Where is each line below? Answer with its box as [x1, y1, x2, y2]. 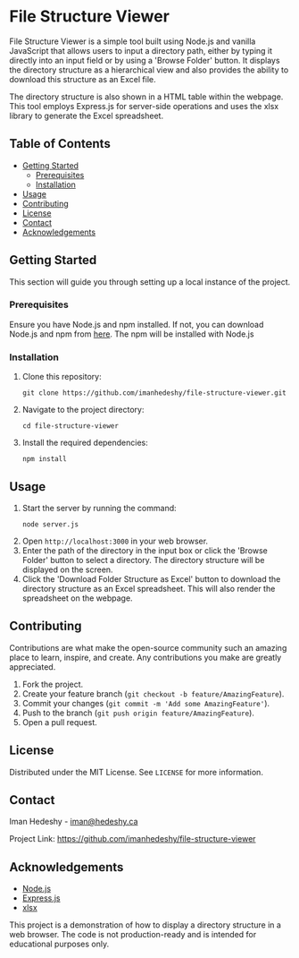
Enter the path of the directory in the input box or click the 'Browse [21, 544, 268, 556]
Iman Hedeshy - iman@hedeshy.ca [9, 817, 138, 827]
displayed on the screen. [21, 564, 113, 575]
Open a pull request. [21, 716, 98, 727]
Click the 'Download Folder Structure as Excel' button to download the [21, 573, 281, 584]
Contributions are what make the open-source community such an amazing [9, 642, 287, 653]
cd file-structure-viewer [21, 422, 119, 431]
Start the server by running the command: [21, 502, 177, 513]
